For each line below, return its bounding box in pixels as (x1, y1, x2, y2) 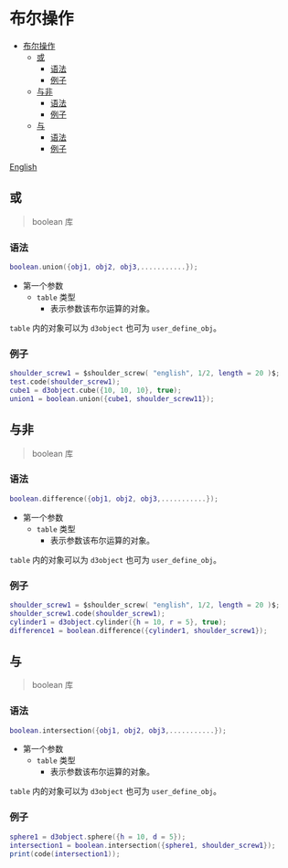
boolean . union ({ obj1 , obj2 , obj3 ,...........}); (9, 262, 198, 272)
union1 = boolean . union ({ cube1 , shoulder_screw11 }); (9, 394, 215, 403)
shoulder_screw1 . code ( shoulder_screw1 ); (9, 609, 166, 618)
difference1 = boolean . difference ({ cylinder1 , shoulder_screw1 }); (9, 626, 268, 635)
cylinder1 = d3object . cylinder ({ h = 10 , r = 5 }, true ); (9, 618, 227, 627)
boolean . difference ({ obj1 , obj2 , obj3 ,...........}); (9, 494, 219, 503)
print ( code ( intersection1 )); (9, 849, 121, 859)
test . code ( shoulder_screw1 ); (9, 377, 121, 386)
